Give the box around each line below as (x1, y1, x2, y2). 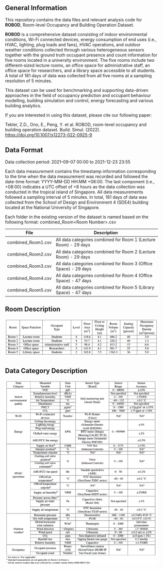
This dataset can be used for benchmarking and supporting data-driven (5, 87, 149, 93)
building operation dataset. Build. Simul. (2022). (5, 126, 101, 133)
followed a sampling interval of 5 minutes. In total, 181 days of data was (5, 194, 147, 200)
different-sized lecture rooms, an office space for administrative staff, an (5, 62, 150, 68)
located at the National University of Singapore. (5, 204, 100, 210)
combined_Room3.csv (7, 263, 52, 269)
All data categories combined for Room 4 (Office (55, 273, 153, 278)
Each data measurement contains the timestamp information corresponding (5, 168, 156, 174)
